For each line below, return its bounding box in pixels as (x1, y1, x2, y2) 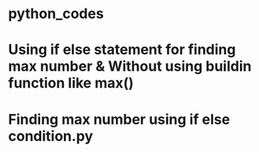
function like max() (8, 74, 134, 92)
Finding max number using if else (8, 110, 231, 128)
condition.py (8, 127, 94, 145)
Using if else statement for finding (8, 41, 236, 59)
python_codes (8, 5, 104, 23)
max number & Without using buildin (8, 57, 252, 76)
